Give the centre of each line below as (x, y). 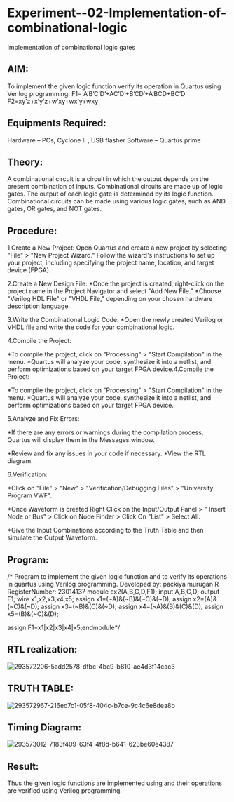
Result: (23, 766)
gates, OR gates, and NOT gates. (55, 209)
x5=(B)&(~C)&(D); (33, 614)
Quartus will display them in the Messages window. (81, 440)
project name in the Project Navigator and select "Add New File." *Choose (115, 291)
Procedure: (32, 230)
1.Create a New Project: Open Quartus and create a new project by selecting (117, 248)
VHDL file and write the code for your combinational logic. (91, 327)
